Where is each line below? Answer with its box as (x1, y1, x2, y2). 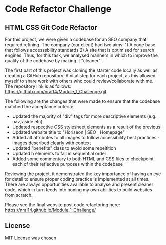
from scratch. (5, 192, 33, 198)
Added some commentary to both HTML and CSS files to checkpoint (12, 156, 154, 162)
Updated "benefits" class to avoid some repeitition (12, 145, 116, 151)
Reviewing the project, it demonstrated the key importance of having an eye (5, 171, 161, 177)
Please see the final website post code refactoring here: (5, 202, 120, 208)
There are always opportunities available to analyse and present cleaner (5, 181, 154, 187)
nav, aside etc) (12, 119, 43, 124)
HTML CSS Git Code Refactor (5, 23, 97, 32)
